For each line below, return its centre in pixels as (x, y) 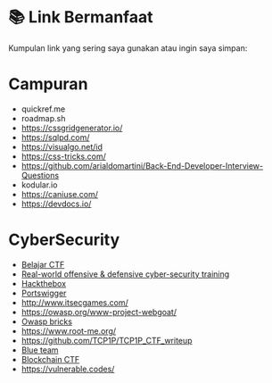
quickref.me (43, 109)
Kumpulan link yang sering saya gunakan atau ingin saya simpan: (128, 48)
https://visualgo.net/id (62, 146)
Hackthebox (44, 283)
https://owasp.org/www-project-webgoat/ (99, 312)
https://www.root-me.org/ (69, 330)
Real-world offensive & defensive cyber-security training (125, 274)
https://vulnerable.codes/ (68, 369)
